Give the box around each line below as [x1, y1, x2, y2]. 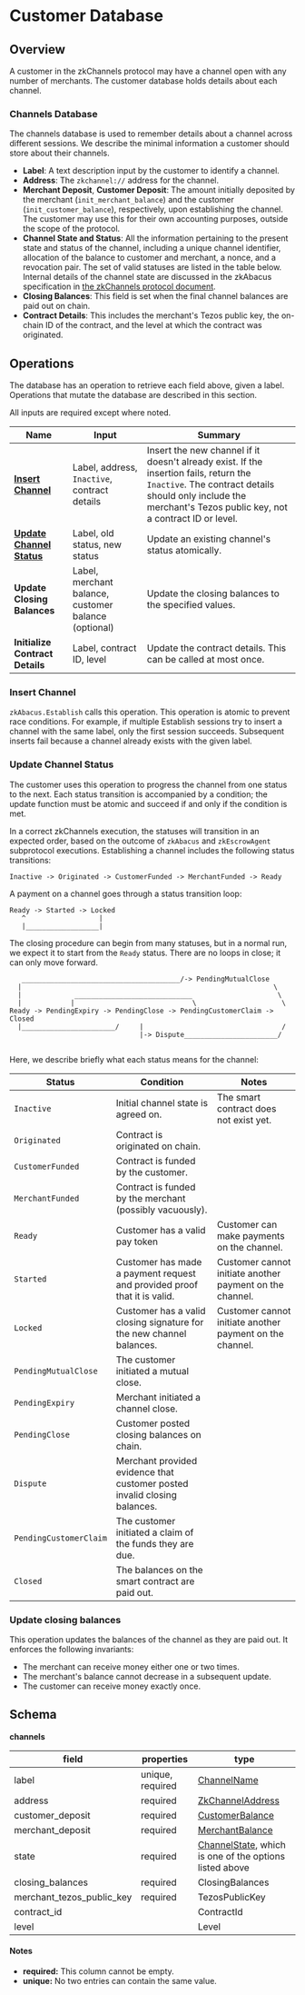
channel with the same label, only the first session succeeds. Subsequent [9, 726, 284, 737]
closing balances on [115, 1428, 202, 1441]
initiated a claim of [115, 1526, 194, 1539]
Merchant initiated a [115, 1391, 202, 1403]
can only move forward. [9, 956, 98, 968]
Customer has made [115, 1255, 202, 1268]
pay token [115, 1235, 159, 1248]
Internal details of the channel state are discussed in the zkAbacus [22, 272, 272, 283]
